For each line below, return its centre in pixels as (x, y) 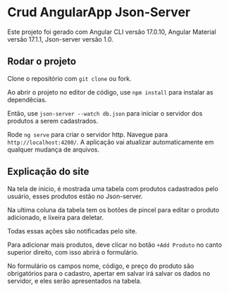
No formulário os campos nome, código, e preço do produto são (101, 266)
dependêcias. (27, 99)
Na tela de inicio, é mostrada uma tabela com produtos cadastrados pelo (113, 188)
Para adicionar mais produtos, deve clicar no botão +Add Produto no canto (114, 245)
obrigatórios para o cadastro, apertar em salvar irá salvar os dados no (109, 273)
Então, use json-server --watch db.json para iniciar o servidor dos (105, 113)
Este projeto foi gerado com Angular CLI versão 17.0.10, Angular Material (112, 32)
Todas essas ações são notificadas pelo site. (72, 231)
